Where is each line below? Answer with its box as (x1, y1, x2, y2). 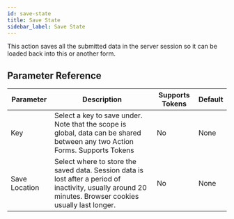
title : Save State (7, 17, 61, 24)
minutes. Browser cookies (54, 192, 139, 202)
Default (198, 95, 224, 104)
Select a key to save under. (54, 111, 143, 120)
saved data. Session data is (54, 165, 144, 175)
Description (82, 95, 123, 104)
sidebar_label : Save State (7, 23, 86, 30)
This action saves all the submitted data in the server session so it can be (7, 42, 218, 51)
